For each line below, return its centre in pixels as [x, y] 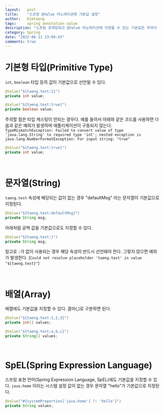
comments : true [21, 42]
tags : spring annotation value [41, 23]
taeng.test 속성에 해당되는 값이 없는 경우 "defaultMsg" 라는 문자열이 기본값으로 [82, 198]
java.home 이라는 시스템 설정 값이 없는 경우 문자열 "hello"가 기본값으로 [79, 385]
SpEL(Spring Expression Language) [79, 365]
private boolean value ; [29, 109]
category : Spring [23, 32]
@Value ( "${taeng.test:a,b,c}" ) [37, 332]
